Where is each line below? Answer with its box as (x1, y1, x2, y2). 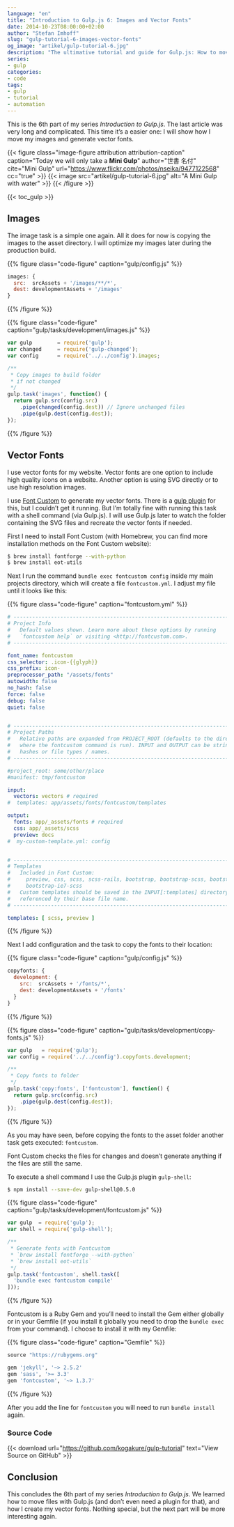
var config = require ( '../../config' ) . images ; (7, 352, 160, 359)
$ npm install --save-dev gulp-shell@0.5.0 (7, 1186, 136, 1193)
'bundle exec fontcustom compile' (13, 1277, 114, 1285)
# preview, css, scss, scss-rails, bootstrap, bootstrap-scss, (7, 876, 208, 883)
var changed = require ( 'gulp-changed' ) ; (7, 346, 139, 353)
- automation (7, 101, 45, 108)
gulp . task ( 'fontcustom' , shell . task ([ (7, 1271, 120, 1278)
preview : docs (13, 831, 54, 838)
